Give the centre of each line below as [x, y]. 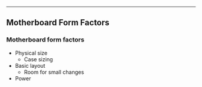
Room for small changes [54, 72]
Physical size [31, 53]
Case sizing [38, 59]
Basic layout [30, 65]
